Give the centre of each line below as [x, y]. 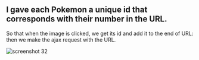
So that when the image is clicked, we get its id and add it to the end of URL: [100, 33]
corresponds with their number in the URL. [87, 19]
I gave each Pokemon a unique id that [77, 10]
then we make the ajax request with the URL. [61, 40]
